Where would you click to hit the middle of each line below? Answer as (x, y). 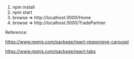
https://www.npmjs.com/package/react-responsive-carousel (67, 42)
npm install (23, 7)
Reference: (16, 32)
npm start (22, 12)
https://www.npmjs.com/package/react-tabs (50, 51)
